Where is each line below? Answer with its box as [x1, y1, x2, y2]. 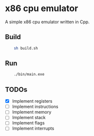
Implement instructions [12, 104, 58, 109]
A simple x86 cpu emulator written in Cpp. [5, 19, 90, 25]
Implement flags [12, 120, 45, 126]
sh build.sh [14, 45, 38, 51]
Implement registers [12, 98, 53, 104]
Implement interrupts [12, 125, 55, 131]
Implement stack [12, 115, 46, 121]
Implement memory [12, 109, 52, 115]
